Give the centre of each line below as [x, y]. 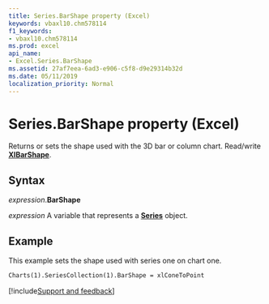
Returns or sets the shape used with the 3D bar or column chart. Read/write [135, 146]
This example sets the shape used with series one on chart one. [115, 261]
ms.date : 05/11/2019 [43, 76]
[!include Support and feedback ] [62, 291]
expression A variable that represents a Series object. [98, 216]
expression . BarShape [45, 200]
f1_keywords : [30, 31]
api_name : [25, 54]
